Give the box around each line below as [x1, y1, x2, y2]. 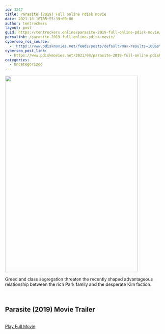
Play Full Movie [5, 323, 36, 329]
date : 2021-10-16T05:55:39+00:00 [5, 16, 74, 21]
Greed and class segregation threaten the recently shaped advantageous [5, 276, 153, 282]
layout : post [5, 26, 32, 30]
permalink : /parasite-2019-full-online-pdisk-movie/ [5, 35, 115, 40]
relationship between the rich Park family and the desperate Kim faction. [5, 281, 152, 287]
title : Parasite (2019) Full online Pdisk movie [5, 12, 107, 17]
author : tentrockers [5, 21, 48, 26]
